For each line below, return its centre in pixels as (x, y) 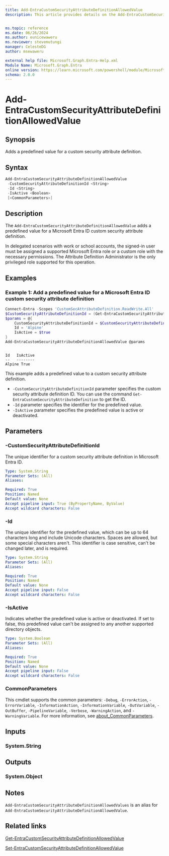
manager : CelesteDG (26, 47)
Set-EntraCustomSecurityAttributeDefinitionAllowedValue (65, 848)
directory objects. (23, 629)
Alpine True (18, 364)
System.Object (24, 776)
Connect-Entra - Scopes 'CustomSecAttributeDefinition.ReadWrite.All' (80, 309)
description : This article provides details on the (60, 15)
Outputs (18, 762)
